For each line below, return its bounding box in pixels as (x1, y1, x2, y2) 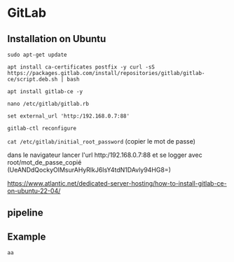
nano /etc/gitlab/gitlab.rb (7, 100, 90, 107)
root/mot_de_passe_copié (7, 158, 82, 166)
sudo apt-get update (7, 51, 68, 58)
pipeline (7, 207, 43, 219)
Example (7, 230, 46, 242)
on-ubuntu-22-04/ (7, 187, 61, 195)
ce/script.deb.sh (7, 76, 58, 83)
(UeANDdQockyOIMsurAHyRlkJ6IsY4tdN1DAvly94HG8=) (7, 166, 172, 174)
